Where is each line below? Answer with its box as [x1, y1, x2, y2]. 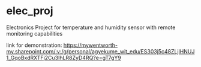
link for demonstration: [6, 42, 62, 49]
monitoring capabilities [6, 30, 63, 37]
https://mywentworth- [63, 42, 118, 49]
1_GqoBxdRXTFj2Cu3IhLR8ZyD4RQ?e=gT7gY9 [6, 54, 121, 61]
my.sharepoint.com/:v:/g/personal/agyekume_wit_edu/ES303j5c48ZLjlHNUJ [6, 47, 195, 55]
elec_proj [6, 4, 53, 18]
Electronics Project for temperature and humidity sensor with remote [6, 24, 176, 31]
